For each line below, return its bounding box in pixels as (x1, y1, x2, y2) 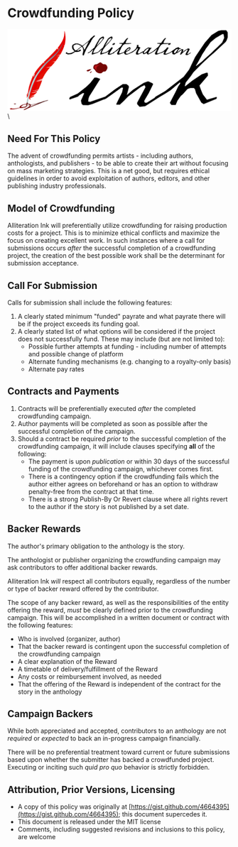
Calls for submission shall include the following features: (7, 298, 173, 307)
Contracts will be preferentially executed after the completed (17, 404, 196, 412)
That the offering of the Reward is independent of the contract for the (17, 679, 222, 688)
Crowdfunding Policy (7, 5, 135, 21)
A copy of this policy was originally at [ (17, 802, 131, 811)
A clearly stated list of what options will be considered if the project (17, 327, 215, 335)
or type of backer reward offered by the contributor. (7, 584, 159, 593)
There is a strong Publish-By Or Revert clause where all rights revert (28, 495, 228, 503)
